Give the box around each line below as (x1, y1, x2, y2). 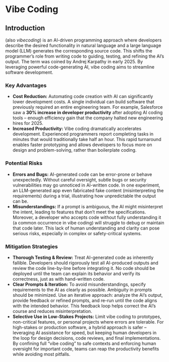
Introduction (5, 24, 45, 32)
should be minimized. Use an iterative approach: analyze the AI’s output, (12, 292, 163, 298)
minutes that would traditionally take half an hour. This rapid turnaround (12, 137, 161, 143)
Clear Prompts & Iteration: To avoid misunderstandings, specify (12, 281, 146, 287)
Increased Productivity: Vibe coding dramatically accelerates (12, 125, 142, 132)
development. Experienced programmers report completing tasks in (12, 131, 154, 137)
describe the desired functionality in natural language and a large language (5, 42, 161, 49)
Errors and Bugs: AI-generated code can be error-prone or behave (12, 171, 152, 177)
